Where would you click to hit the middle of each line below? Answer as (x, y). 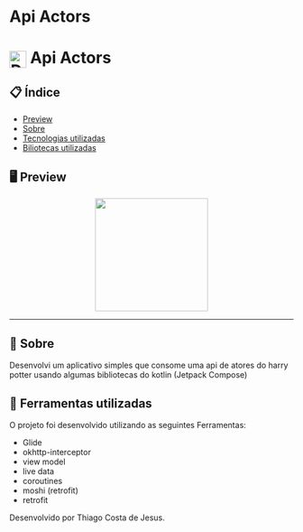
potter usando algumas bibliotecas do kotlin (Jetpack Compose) (129, 375)
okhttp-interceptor (57, 452)
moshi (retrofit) (50, 490)
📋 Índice (35, 93)
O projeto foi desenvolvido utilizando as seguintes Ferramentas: (128, 425)
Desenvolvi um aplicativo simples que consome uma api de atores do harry (149, 365)
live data (38, 471)
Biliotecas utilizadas (59, 147)
